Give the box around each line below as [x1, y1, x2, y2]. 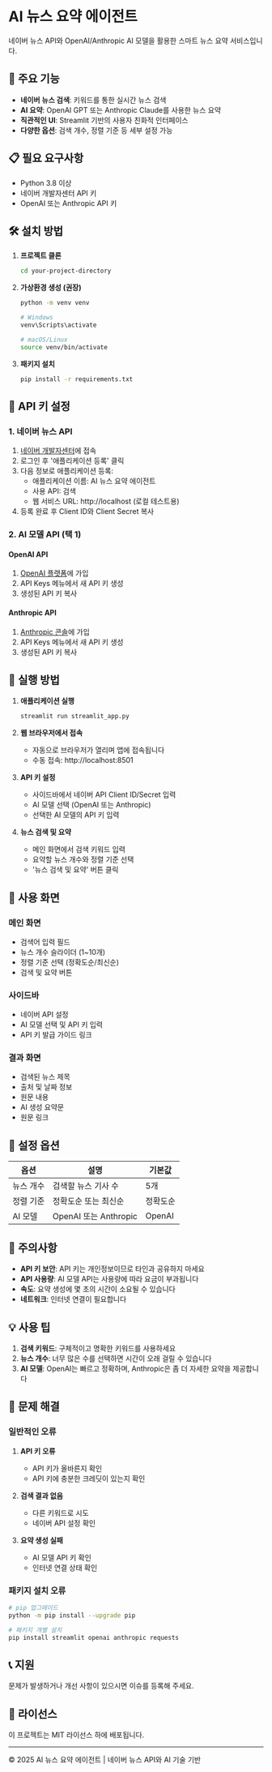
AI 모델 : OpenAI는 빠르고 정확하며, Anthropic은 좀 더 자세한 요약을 [19, 1363, 232, 1373]
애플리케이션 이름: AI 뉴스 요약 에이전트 [32, 476, 156, 486]
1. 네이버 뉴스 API [8, 426, 73, 437]
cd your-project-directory [19, 267, 112, 276]
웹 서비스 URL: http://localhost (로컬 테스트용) [32, 496, 180, 507]
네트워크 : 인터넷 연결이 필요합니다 [19, 1295, 127, 1304]
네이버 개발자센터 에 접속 [19, 446, 97, 456]
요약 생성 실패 [19, 1535, 63, 1545]
